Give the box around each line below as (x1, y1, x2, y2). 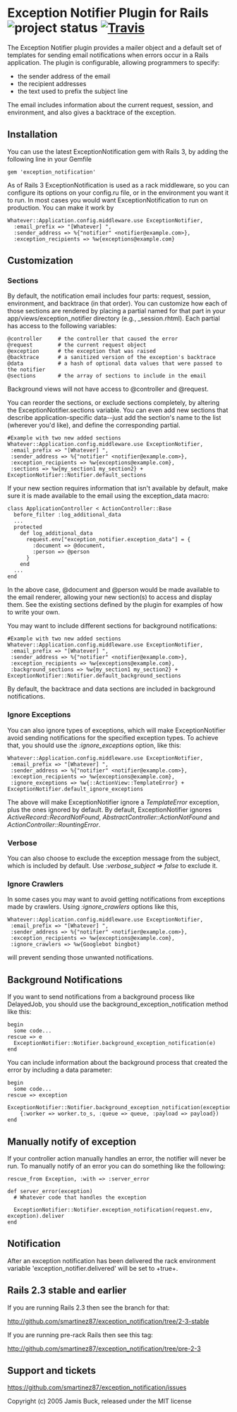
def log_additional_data (20, 530, 93, 537)
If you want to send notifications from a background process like (7, 993, 195, 1001)
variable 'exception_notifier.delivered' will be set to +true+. (7, 1264, 178, 1272)
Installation (7, 128, 58, 140)
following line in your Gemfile (7, 155, 92, 163)
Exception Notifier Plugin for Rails (7, 5, 209, 21)
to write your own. (7, 608, 60, 617)
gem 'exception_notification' (7, 168, 97, 176)
